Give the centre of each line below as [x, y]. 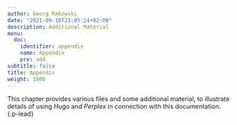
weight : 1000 [27, 79]
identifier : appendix [52, 46]
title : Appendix [31, 72]
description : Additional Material [58, 27]
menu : [15, 33]
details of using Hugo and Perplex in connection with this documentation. [114, 107]
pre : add [33, 60]
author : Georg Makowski [42, 14]
